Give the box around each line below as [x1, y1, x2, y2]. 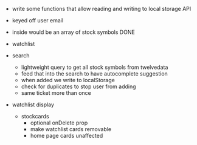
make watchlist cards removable [30, 126, 112, 132]
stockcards [21, 113, 50, 120]
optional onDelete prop [30, 119, 88, 126]
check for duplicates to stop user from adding [21, 83, 136, 90]
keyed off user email [12, 17, 64, 24]
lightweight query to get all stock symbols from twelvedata [21, 63, 168, 71]
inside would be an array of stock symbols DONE [12, 28, 135, 36]
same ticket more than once [21, 89, 91, 96]
